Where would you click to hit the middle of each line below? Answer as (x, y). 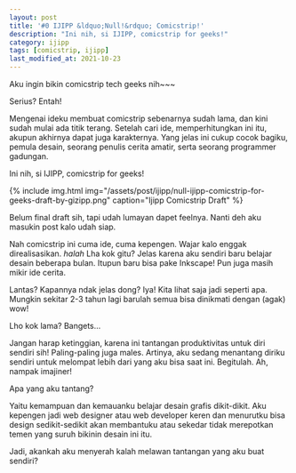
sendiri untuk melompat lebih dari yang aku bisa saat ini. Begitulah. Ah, (139, 362)
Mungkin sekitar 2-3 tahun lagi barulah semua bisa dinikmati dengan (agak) (148, 299)
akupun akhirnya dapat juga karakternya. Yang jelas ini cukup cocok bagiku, (148, 137)
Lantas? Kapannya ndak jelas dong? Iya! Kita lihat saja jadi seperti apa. (139, 289)
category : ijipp (39, 42)
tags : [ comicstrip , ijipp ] (59, 51)
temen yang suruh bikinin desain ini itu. (81, 434)
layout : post (33, 17)
